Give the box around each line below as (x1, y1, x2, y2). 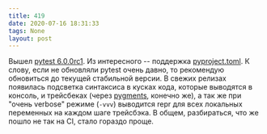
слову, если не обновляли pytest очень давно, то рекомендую (8, 65, 225, 75)
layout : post (8, 34, 53, 43)
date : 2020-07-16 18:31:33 (8, 19, 100, 27)
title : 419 (8, 11, 45, 20)
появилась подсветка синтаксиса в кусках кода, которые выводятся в (8, 82, 253, 92)
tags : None (8, 27, 45, 35)
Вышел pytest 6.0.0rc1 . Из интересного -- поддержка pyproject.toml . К (8, 57, 250, 66)
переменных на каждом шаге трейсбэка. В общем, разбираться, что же (8, 108, 259, 118)
